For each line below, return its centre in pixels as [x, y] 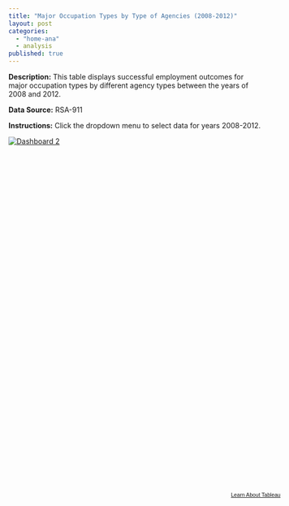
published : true [36, 54]
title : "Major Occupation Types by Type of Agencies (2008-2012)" [123, 16]
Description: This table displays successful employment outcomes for [126, 77]
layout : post [30, 24]
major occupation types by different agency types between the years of [129, 85]
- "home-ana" [38, 39]
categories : [28, 31]
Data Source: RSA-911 [45, 110]
